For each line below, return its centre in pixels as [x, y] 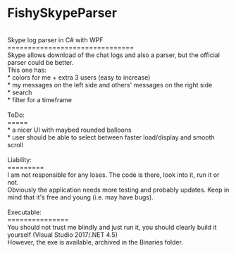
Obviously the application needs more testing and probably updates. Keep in [118, 190]
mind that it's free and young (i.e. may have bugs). [80, 197]
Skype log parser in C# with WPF [55, 39]
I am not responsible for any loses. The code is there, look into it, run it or [113, 175]
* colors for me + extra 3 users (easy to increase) [79, 77]
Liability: [19, 159]
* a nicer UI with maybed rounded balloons [69, 130]
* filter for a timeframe [40, 99]
